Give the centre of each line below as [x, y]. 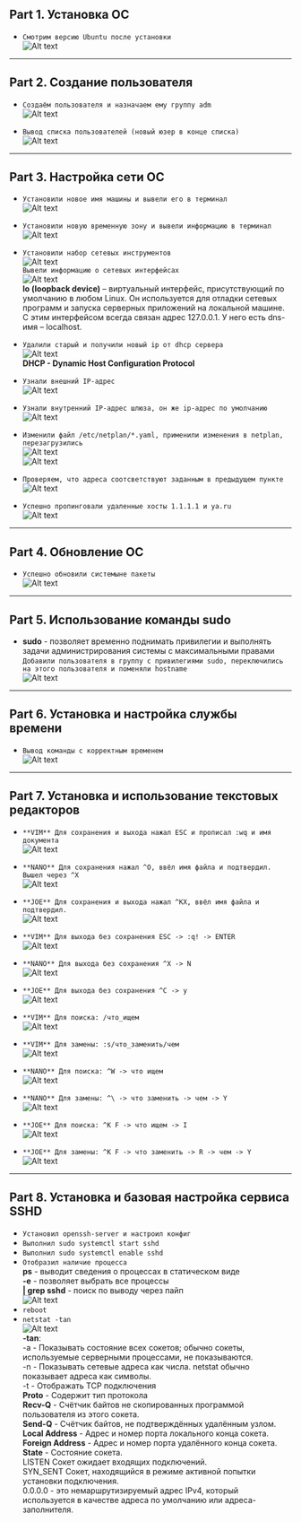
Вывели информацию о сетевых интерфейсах [100, 271]
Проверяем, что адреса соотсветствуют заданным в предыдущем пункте [153, 480]
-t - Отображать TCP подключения [89, 1386]
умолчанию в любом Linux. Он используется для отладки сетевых [150, 299]
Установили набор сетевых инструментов [97, 253]
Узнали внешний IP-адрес [69, 382]
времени [36, 729]
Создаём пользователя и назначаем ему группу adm [117, 105]
